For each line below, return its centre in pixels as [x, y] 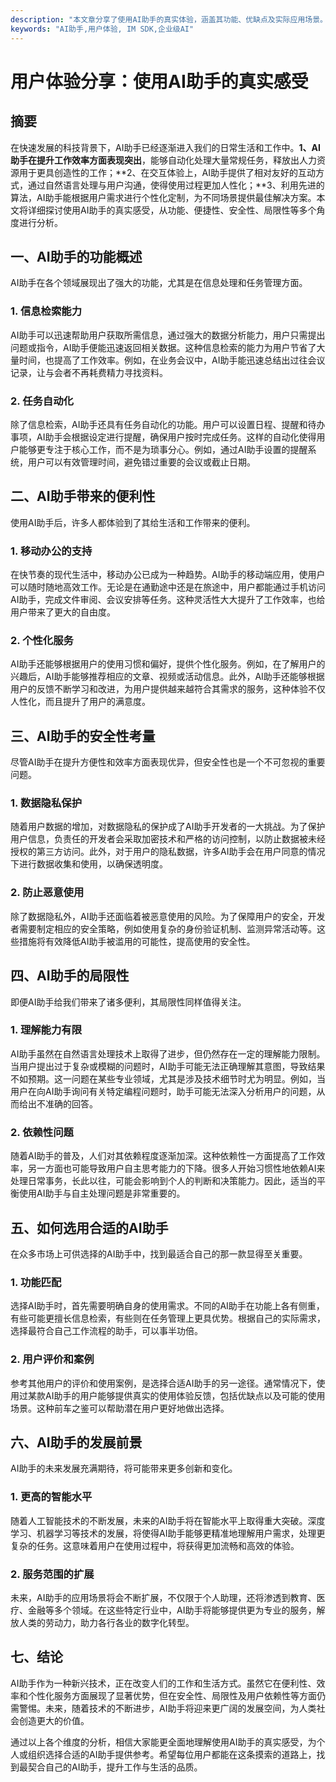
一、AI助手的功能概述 [76, 256]
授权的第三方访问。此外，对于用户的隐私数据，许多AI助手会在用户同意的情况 [168, 852]
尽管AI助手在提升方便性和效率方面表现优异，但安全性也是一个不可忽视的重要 [168, 762]
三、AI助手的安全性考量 [83, 736]
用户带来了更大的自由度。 [63, 612]
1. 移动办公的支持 [51, 551]
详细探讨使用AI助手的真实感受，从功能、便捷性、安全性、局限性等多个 [172, 210]
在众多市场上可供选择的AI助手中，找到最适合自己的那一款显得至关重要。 [159, 1253]
